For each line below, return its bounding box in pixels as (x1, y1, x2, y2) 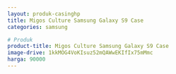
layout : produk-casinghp (7, 10, 81, 18)
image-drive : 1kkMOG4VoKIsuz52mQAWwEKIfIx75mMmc (7, 49, 153, 56)
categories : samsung (7, 23, 69, 30)
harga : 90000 (7, 56, 46, 63)
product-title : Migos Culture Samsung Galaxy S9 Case (7, 43, 170, 50)
